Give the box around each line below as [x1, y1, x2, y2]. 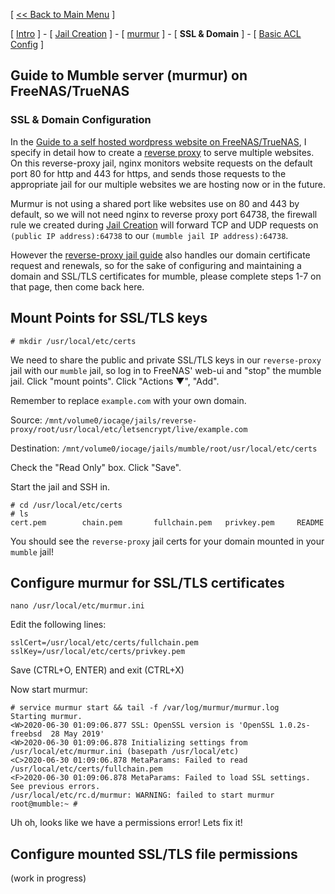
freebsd [10, 729, 43, 739]
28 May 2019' [50, 729, 105, 739]
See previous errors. [10, 782, 101, 792]
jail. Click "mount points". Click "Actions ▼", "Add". [10, 375, 220, 387]
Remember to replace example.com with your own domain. [10, 394, 247, 406]
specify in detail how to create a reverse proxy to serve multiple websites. [10, 146, 315, 158]
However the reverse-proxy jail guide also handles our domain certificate [10, 249, 311, 261]
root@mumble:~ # [10, 799, 78, 809]
